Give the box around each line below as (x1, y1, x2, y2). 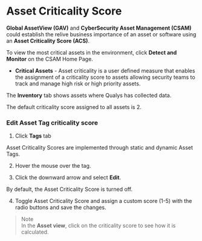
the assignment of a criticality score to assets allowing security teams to (15, 73, 195, 81)
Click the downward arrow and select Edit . (15, 174, 122, 181)
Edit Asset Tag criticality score (6, 118, 99, 127)
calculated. (21, 228, 49, 236)
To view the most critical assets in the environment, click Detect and (6, 48, 177, 56)
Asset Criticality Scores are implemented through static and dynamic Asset (6, 144, 194, 151)
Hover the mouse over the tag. (15, 162, 91, 170)
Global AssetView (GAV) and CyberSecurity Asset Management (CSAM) (6, 24, 192, 31)
